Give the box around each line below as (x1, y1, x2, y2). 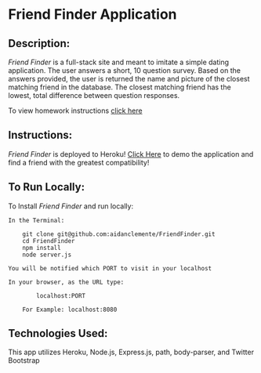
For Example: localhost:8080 (22, 306, 118, 313)
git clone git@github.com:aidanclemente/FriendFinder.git (22, 230, 216, 238)
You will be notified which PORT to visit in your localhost (8, 264, 212, 272)
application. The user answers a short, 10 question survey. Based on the (8, 66, 241, 75)
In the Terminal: (8, 216, 65, 224)
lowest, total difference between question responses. (8, 91, 180, 100)
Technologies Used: (8, 327, 108, 340)
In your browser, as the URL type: (8, 278, 125, 286)
